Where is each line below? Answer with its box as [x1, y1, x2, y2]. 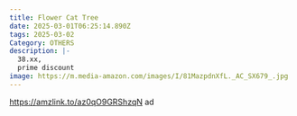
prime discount [17, 64, 75, 73]
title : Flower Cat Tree [9, 13, 99, 22]
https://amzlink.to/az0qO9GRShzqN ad [9, 96, 155, 107]
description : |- [9, 47, 70, 56]
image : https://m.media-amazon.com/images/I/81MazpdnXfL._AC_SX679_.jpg [9, 72, 289, 81]
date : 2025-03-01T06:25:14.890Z [9, 22, 131, 31]
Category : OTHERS [9, 38, 75, 48]
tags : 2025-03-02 [9, 30, 75, 39]
